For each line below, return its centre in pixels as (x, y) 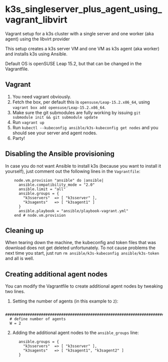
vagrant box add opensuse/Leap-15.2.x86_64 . (59, 107)
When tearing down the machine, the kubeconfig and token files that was (81, 243)
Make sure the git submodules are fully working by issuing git (76, 112)
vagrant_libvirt (36, 20)
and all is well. (20, 259)
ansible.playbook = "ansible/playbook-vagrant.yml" (73, 211)
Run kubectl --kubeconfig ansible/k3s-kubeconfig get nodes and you (85, 127)
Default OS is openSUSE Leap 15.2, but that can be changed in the (73, 63)
